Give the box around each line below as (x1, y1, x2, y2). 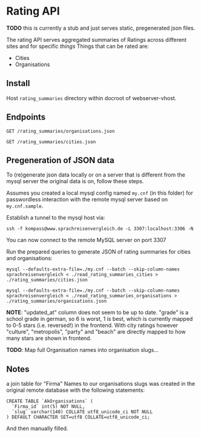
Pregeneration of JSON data (6, 155, 115, 165)
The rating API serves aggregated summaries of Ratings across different (6, 36, 186, 43)
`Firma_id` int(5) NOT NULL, (12, 403, 85, 410)
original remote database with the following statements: (6, 386, 145, 394)
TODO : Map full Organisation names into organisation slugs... (6, 346, 159, 354)
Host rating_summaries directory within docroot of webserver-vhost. (6, 94, 177, 101)
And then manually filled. (6, 425, 68, 432)
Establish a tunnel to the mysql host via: (6, 214, 105, 221)
